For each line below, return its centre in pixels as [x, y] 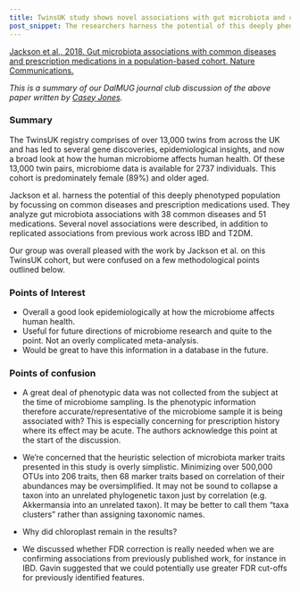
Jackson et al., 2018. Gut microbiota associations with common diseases [143, 51]
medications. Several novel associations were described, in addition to [139, 224]
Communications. [42, 70]
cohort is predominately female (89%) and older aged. [109, 178]
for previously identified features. [83, 578]
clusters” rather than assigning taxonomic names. [113, 514]
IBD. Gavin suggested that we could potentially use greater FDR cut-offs [154, 568]
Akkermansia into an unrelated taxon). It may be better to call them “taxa [155, 505]
